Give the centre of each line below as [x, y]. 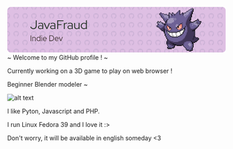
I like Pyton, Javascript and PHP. [54, 111]
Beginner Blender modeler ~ [48, 84]
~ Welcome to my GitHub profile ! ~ [58, 57]
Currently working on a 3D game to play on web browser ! [90, 71]
